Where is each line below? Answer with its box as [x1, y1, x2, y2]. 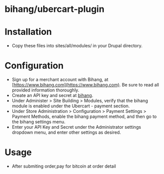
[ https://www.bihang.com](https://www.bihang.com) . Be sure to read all [11, 82, 160, 88]
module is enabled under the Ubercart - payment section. [11, 103, 130, 109]
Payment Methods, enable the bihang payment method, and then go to [11, 113, 157, 120]
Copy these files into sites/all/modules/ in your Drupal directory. [11, 43, 143, 49]
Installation [4, 26, 52, 38]
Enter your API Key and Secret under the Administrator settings [11, 124, 141, 130]
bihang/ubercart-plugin [4, 3, 105, 15]
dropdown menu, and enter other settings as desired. [11, 129, 121, 135]
